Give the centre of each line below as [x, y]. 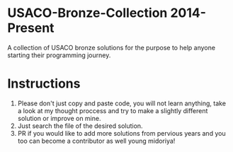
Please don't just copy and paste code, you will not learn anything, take [122, 103]
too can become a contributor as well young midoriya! [96, 141]
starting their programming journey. [59, 55]
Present [31, 28]
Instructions [44, 84]
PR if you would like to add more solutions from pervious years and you [121, 133]
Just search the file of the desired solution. [80, 126]
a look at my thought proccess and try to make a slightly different [113, 110]
